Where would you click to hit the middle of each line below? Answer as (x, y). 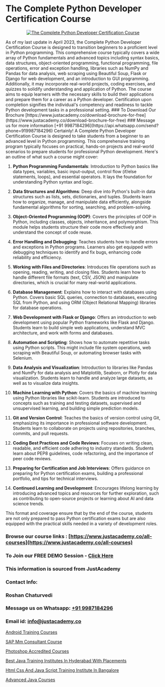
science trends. (28, 503)
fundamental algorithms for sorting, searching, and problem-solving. (82, 207)
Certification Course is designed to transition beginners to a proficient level (82, 47)
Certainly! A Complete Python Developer (95, 131)
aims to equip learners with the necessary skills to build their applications (80, 94)
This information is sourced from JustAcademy (63, 569)
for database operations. (38, 308)
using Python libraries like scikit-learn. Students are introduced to (79, 397)
